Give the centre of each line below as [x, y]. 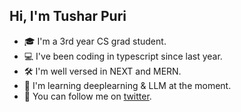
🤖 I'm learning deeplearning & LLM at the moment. [127, 85]
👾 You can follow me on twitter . [87, 96]
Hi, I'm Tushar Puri [68, 16]
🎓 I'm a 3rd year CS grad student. [95, 41]
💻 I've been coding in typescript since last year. [123, 56]
